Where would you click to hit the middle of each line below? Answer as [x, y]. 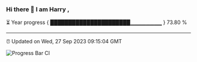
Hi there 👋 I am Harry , [38, 9]
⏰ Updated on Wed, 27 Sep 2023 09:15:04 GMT [64, 42]
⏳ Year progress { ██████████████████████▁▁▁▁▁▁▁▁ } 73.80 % [97, 22]
